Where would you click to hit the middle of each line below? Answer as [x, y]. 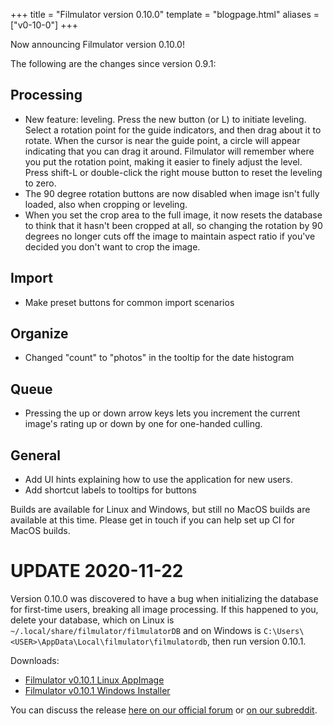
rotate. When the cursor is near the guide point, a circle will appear [162, 140]
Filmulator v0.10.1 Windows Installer [97, 690]
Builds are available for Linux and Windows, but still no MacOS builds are [160, 510]
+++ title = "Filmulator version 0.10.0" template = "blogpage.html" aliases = [165, 14]
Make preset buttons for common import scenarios [129, 302]
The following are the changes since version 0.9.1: [113, 63]
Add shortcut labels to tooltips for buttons [110, 490]
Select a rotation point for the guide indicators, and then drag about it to [173, 130]
